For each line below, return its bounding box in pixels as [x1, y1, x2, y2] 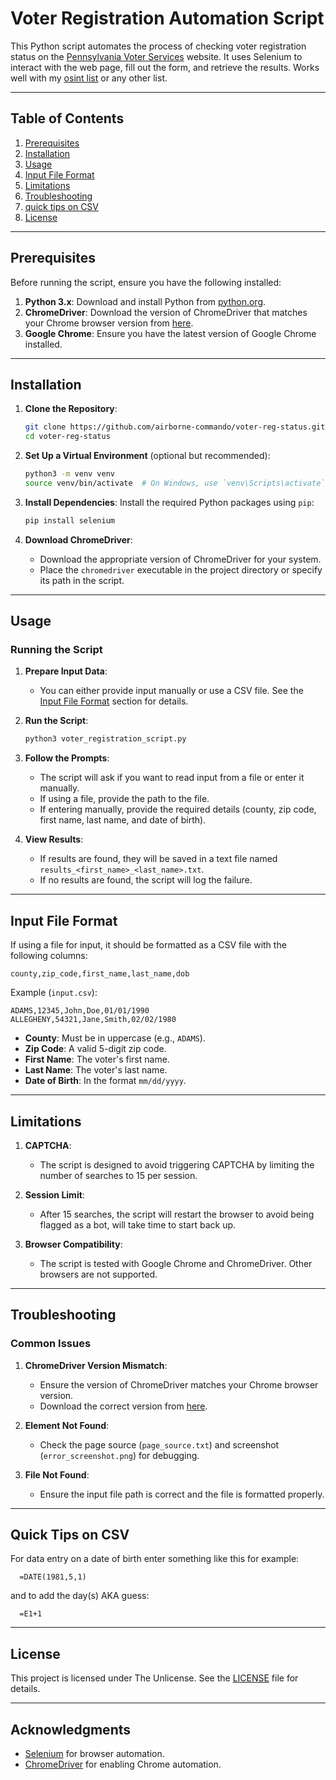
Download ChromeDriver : [24, 533, 133, 546]
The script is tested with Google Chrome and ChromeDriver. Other [39, 1257, 313, 1269]
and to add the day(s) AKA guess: [10, 1590, 150, 1602]
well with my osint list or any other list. [10, 72, 168, 84]
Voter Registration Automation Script [10, 7, 325, 30]
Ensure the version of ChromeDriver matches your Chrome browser [39, 1378, 319, 1391]
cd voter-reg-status [24, 432, 111, 442]
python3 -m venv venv [24, 469, 116, 479]
